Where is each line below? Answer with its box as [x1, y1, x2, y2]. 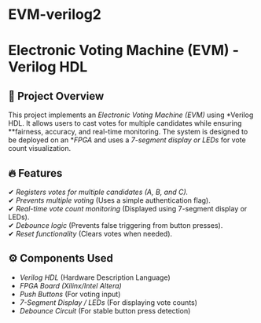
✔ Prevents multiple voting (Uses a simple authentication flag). [8, 196, 211, 205]
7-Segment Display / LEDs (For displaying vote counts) [19, 297, 198, 307]
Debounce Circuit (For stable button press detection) [19, 306, 191, 315]
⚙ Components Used [8, 251, 114, 265]
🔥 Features [8, 167, 63, 180]
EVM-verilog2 [8, 6, 102, 24]
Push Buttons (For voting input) [19, 289, 121, 299]
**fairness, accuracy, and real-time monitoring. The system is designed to [8, 127, 248, 137]
